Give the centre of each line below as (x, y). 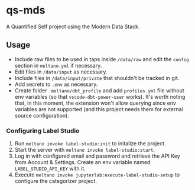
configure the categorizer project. (56, 181)
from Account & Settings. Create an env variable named (82, 162)
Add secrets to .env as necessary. (56, 84)
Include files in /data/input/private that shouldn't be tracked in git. (97, 78)
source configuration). (42, 115)
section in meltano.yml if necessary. (58, 65)
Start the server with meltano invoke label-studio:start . (85, 150)
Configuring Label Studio (43, 131)
